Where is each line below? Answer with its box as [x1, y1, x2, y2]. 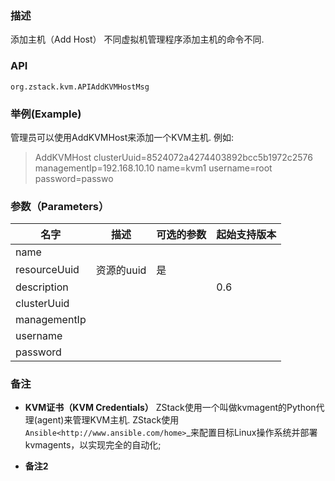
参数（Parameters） [10, 199, 110, 213]
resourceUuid [15, 263, 80, 277]
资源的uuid [95, 263, 147, 277]
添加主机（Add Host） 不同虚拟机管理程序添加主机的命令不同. [10, 33, 265, 46]
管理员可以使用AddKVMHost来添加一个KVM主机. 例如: [10, 131, 234, 143]
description [15, 280, 69, 294]
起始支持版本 [216, 228, 277, 242]
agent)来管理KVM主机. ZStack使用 [36, 414, 180, 426]
